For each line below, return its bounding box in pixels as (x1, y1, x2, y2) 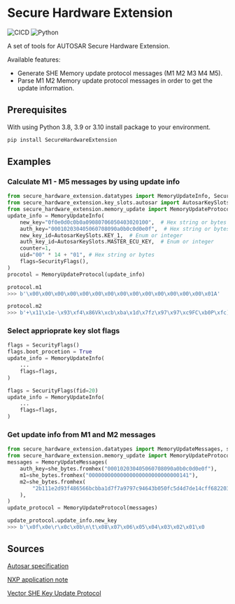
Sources (7, 543, 45, 555)
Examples (7, 156, 51, 168)
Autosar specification (7, 561, 69, 570)
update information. (17, 83, 75, 92)
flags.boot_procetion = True (7, 349, 92, 356)
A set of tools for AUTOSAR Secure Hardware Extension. (7, 41, 170, 50)
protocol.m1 (7, 283, 42, 290)
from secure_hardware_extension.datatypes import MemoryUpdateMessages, (7, 445, 224, 453)
